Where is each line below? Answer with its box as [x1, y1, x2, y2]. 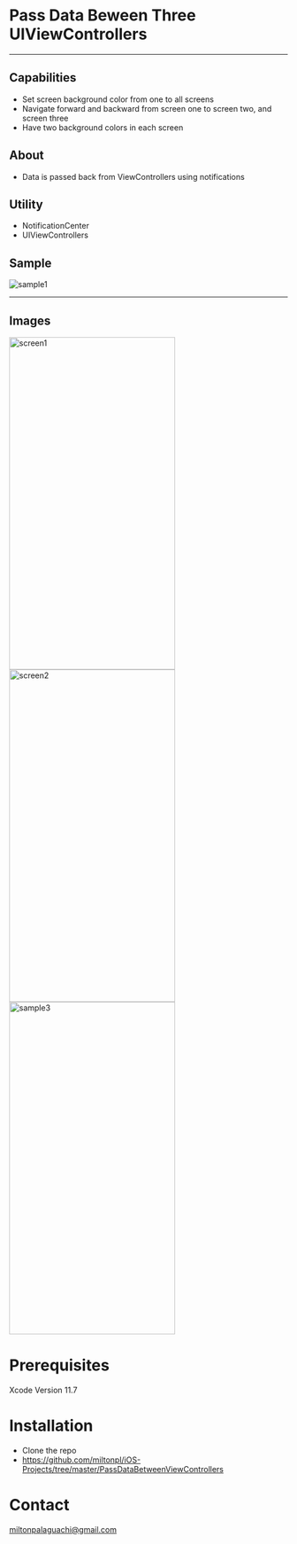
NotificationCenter [21, 221, 90, 231]
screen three [21, 113, 69, 123]
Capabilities [9, 70, 77, 85]
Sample [9, 255, 52, 270]
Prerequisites [9, 1355, 110, 1376]
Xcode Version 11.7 [9, 1384, 78, 1395]
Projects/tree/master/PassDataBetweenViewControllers [21, 1463, 224, 1474]
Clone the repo [21, 1445, 77, 1455]
